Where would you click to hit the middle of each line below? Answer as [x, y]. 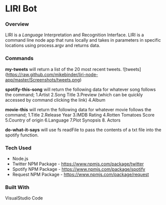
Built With [17, 187]
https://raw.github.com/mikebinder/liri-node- [52, 74]
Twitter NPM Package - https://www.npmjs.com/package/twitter [78, 164]
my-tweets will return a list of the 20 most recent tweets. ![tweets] [73, 69]
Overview [17, 24]
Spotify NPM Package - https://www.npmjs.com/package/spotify [79, 169]
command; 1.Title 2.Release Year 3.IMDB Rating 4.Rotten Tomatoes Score [80, 115]
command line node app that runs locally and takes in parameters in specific [83, 40]
